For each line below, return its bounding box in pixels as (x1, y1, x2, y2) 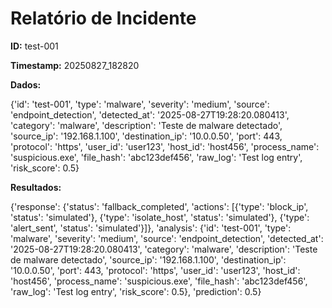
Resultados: (10, 181, 62, 193)
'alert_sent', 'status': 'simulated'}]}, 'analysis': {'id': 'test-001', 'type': (10, 222, 292, 234)
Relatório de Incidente (10, 7, 197, 30)
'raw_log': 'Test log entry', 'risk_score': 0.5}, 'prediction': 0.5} (10, 285, 262, 297)
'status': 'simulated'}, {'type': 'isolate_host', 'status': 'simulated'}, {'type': (10, 211, 310, 223)
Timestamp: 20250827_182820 (10, 59, 140, 71)
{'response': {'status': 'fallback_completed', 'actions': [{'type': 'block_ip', (10, 200, 309, 212)
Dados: (10, 78, 42, 91)
